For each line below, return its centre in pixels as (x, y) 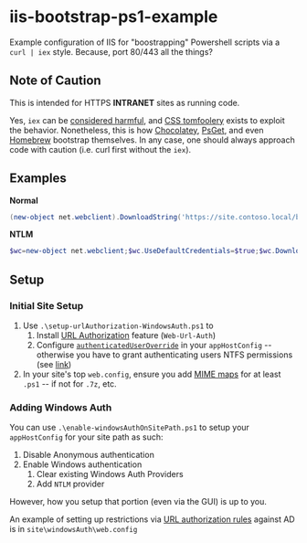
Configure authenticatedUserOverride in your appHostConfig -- (154, 345)
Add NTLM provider (70, 484)
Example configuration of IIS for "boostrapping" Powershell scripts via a (145, 42)
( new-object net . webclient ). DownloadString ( (95, 217)
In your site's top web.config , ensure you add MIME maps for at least (152, 374)
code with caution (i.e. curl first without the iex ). (101, 149)
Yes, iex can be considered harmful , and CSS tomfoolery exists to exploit (147, 120)
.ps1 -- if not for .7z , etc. (69, 384)
